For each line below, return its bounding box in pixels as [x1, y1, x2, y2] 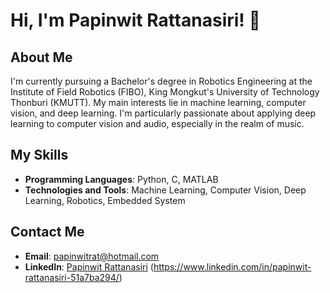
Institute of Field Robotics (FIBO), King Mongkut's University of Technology [10, 86, 320, 98]
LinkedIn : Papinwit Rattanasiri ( [24, 260, 154, 273]
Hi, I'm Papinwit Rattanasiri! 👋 [10, 9, 261, 32]
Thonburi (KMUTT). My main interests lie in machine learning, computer [10, 97, 307, 108]
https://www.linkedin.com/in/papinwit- [153, 260, 312, 273]
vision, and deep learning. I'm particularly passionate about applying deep [10, 107, 317, 119]
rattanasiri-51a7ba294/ [24, 271, 120, 283]
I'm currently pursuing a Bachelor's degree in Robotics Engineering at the [10, 75, 313, 87]
